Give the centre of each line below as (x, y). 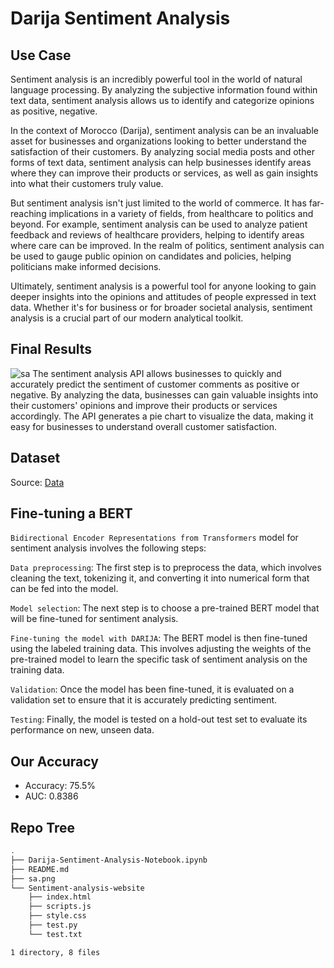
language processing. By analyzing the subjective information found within (164, 90)
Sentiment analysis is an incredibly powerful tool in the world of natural (156, 79)
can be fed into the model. (64, 589)
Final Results (51, 349)
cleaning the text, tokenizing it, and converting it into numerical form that (160, 578)
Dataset (35, 458)
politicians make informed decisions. (86, 266)
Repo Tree (43, 827)
